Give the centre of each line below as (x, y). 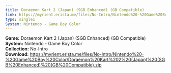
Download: (17, 54)
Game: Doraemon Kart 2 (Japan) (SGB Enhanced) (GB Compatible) (76, 38)
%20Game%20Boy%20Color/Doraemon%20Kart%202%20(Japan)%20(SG (85, 60)
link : (11, 15)
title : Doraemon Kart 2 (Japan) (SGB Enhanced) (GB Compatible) (75, 10)
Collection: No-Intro (27, 49)
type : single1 (20, 19)
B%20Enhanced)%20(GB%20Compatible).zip (53, 65)
